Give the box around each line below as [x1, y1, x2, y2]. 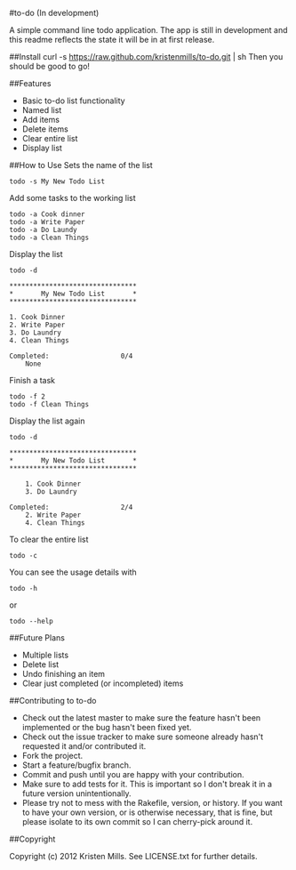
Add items [21, 115, 60, 125]
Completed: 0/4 [9, 351, 133, 360]
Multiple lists [21, 649, 69, 660]
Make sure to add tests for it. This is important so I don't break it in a [21, 778, 273, 789]
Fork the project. [21, 751, 84, 761]
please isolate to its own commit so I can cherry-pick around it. [21, 817, 253, 826]
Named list [21, 105, 62, 115]
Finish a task [9, 375, 56, 385]
